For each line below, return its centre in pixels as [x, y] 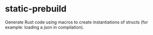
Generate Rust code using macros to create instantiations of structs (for [77, 22]
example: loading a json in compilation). [45, 27]
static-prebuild [36, 9]
